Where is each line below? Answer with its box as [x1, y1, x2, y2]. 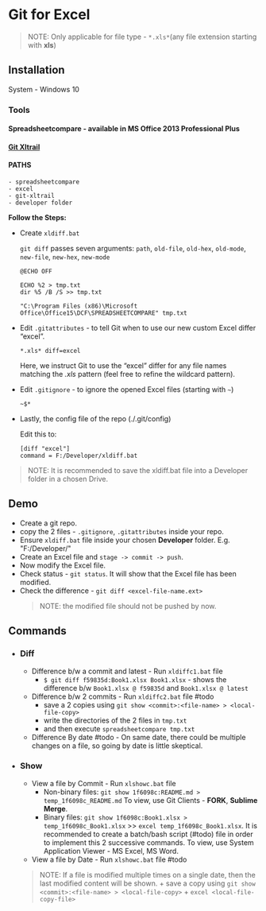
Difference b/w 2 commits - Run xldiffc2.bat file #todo [31, 692, 214, 701]
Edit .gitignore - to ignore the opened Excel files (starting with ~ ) [19, 385, 234, 394]
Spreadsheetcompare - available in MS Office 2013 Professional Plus [8, 124, 241, 134]
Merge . [43, 804, 68, 813]
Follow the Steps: [8, 213, 67, 223]
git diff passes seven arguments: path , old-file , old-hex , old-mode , [19, 244, 246, 254]
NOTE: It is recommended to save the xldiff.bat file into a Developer [27, 466, 249, 475]
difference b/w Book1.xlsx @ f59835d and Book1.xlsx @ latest [43, 683, 249, 692]
